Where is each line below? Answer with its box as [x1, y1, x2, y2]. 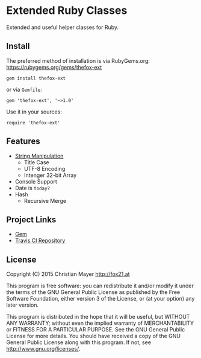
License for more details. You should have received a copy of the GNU [6, 333, 181, 340]
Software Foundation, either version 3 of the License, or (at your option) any [6, 295, 195, 302]
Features [6, 136, 40, 147]
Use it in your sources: [6, 108, 62, 115]
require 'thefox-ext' [6, 120, 61, 126]
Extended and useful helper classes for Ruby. [6, 24, 119, 31]
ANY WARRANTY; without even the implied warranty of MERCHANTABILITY [6, 319, 194, 327]
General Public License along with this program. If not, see [6, 339, 152, 346]
